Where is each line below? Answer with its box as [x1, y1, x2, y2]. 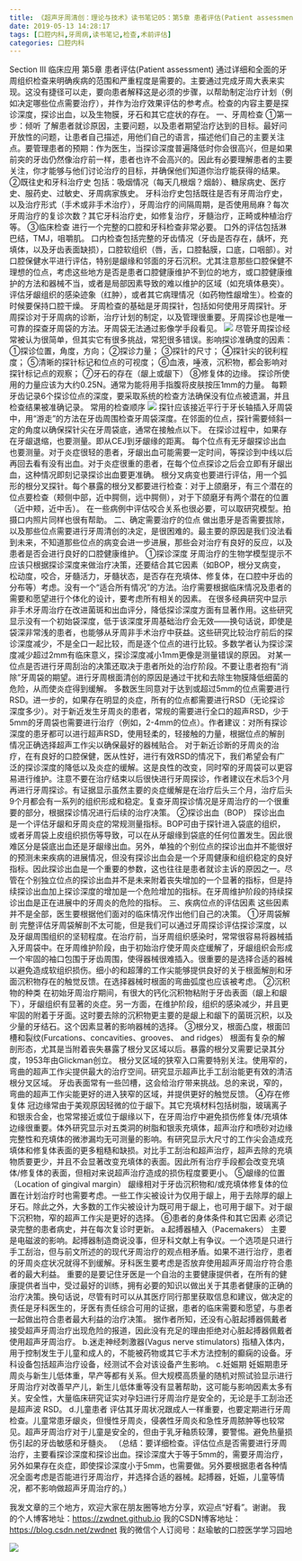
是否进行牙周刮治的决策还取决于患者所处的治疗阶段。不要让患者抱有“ [24, 661, 281, 672]
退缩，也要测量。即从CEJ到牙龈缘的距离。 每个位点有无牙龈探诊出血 [32, 436, 287, 447]
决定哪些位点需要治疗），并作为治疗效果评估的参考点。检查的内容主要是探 [16, 98, 289, 109]
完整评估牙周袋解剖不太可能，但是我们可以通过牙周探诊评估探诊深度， [19, 920, 280, 930]
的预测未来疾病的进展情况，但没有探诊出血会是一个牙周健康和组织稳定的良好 [9, 852, 293, 863]
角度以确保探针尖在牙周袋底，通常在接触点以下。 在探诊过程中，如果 [24, 424, 280, 435]
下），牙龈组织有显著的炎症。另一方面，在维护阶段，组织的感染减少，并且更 [9, 999, 289, 1010]
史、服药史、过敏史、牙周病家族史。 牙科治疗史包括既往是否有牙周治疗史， [9, 188, 288, 199]
